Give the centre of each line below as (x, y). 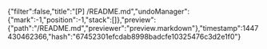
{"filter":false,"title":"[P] (46, 11)
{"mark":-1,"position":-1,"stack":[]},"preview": (82, 20)
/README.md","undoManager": (138, 11)
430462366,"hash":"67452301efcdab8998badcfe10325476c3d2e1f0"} (124, 36)
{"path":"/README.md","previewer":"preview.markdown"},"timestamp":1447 (133, 28)
